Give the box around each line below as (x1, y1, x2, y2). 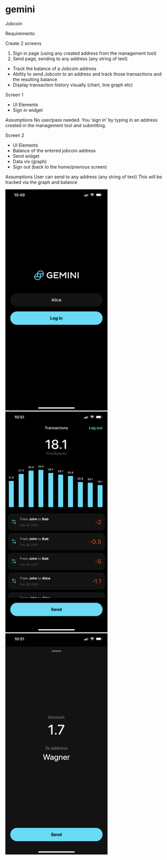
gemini (5, 4, 35, 15)
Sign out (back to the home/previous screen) (12, 163, 107, 170)
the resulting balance (12, 76, 58, 82)
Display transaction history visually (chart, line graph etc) (12, 82, 133, 88)
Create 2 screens (5, 40, 42, 46)
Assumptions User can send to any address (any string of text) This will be (5, 174, 162, 180)
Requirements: (5, 30, 36, 36)
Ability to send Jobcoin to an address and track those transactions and (12, 70, 162, 77)
